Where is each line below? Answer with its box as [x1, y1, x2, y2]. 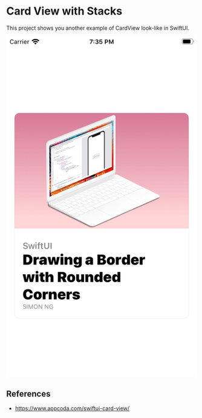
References [6, 388, 51, 399]
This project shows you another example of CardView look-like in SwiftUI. [6, 24, 189, 32]
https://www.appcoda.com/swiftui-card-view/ [15, 405, 130, 412]
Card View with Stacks [6, 4, 123, 18]
